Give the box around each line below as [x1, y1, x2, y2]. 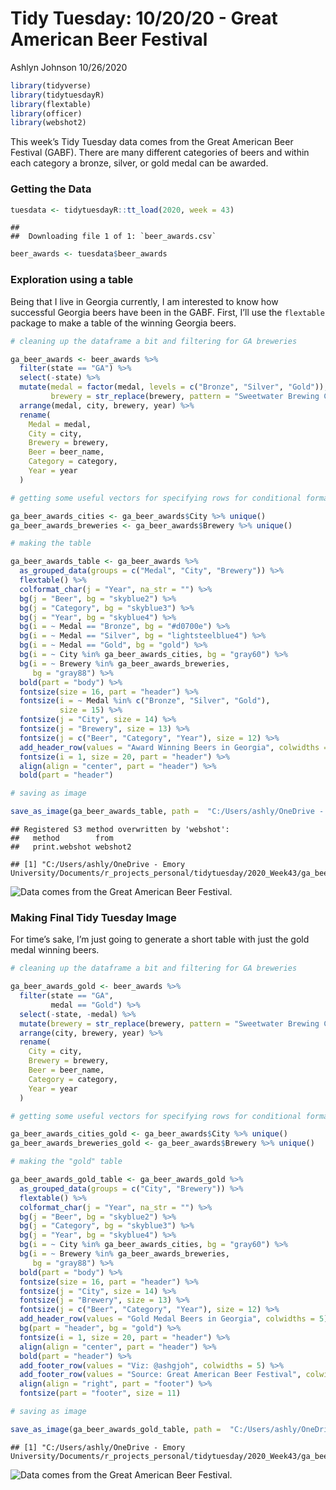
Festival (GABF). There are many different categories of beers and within [10, 147, 310, 159]
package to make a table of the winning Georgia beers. [10, 317, 237, 329]
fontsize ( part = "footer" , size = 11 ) [19, 1388, 182, 1399]
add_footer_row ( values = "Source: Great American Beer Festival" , [19, 1370, 302, 1380]
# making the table [10, 538, 92, 549]
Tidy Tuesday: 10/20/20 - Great [10, 7, 278, 30]
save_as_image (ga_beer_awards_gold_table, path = [10, 1424, 222, 1434]
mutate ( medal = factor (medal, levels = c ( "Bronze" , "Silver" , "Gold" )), [19, 382, 329, 392]
